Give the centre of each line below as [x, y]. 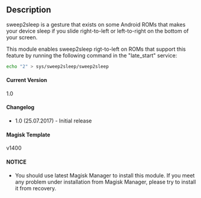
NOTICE [17, 162]
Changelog [20, 107]
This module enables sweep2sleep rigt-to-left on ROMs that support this [96, 49]
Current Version [27, 80]
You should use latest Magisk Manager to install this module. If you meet [105, 175]
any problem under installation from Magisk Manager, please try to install [105, 182]
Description [29, 10]
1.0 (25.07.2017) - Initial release [53, 121]
